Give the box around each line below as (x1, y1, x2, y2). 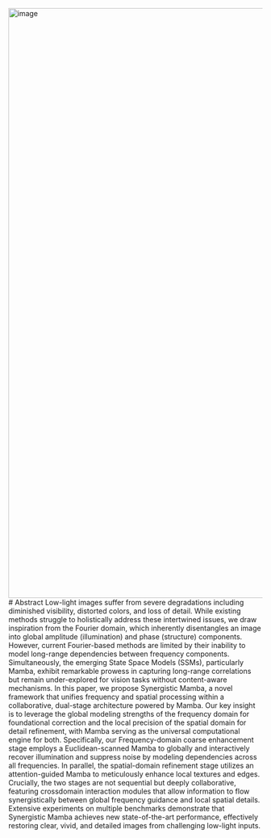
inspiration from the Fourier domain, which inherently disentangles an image (8, 623, 261, 633)
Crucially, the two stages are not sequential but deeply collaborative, (8, 778, 236, 787)
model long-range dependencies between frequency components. (8, 649, 230, 659)
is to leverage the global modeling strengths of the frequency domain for (8, 710, 250, 718)
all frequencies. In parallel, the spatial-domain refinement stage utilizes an (8, 760, 254, 770)
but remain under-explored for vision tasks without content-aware (8, 675, 227, 684)
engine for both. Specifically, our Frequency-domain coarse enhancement (8, 735, 254, 744)
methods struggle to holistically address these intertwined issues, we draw (8, 615, 257, 624)
